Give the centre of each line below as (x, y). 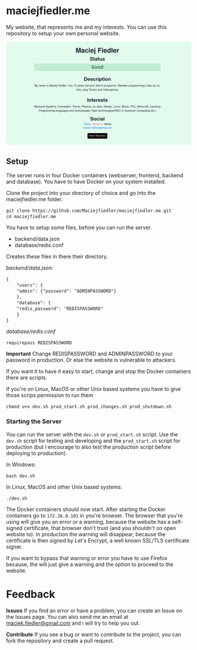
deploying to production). (37, 453)
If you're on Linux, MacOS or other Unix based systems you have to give (94, 389)
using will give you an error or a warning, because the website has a (89, 521)
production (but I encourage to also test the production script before (89, 447)
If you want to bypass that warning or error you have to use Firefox (87, 558)
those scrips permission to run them (50, 395)
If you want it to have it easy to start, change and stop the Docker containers (98, 372)
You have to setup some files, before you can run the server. (79, 228)
